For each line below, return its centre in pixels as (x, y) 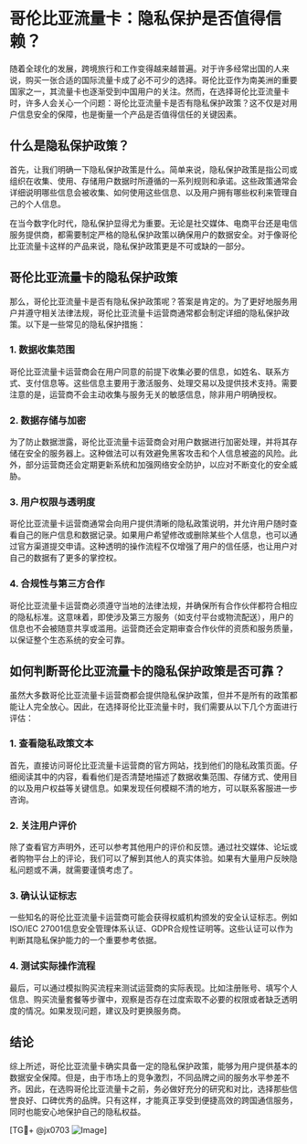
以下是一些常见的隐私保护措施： (85, 324)
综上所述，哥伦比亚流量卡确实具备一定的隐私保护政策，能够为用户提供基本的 (153, 1065)
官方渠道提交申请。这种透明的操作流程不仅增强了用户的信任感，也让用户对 (157, 546)
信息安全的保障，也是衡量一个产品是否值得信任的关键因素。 (129, 114)
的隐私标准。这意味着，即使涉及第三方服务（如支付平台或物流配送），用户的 (152, 616)
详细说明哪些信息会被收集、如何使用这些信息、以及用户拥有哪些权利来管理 (149, 192)
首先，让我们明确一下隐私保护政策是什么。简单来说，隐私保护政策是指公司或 (153, 169)
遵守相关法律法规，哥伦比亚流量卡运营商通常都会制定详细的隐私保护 (153, 312)
